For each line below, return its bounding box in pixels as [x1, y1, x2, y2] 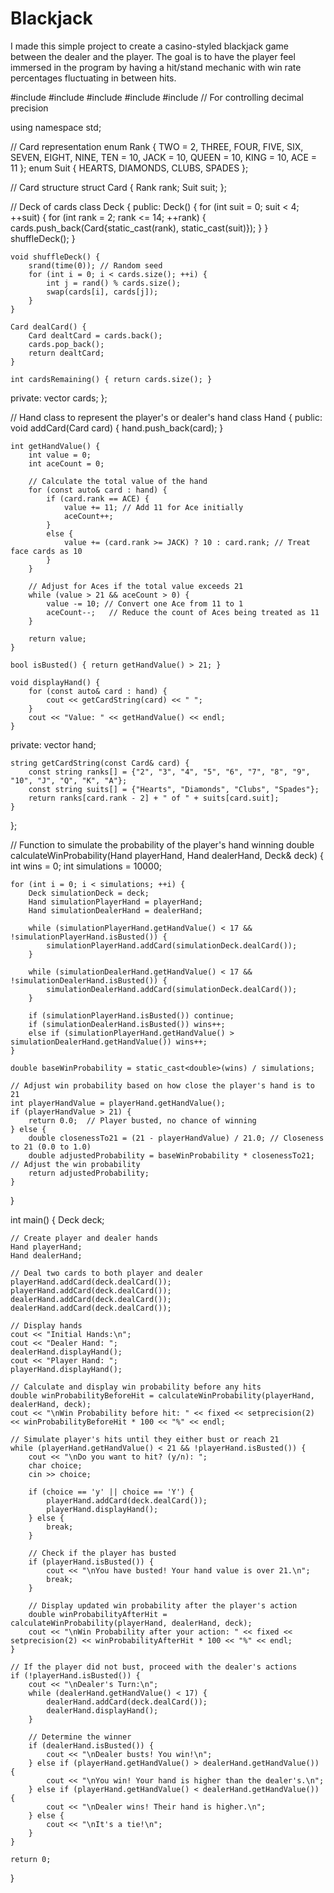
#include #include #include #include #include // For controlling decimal [10, 91, 304, 103]
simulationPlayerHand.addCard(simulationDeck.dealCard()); [46, 940, 298, 951]
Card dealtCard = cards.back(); [28, 330, 163, 341]
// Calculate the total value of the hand [28, 476, 208, 486]
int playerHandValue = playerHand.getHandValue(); [10, 1098, 226, 1108]
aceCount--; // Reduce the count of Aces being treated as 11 [46, 607, 320, 617]
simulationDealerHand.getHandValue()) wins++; [10, 1037, 208, 1047]
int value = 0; [28, 450, 92, 460]
